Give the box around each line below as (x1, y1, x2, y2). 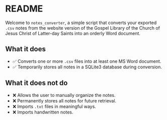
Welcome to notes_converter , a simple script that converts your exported (5, 20, 157, 26)
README (5, 3, 43, 15)
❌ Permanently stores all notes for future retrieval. (12, 97, 117, 103)
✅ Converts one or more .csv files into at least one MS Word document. (12, 58, 161, 64)
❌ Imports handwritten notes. (12, 109, 73, 115)
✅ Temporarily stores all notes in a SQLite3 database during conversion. (12, 64, 162, 70)
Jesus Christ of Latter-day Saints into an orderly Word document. (5, 30, 141, 36)
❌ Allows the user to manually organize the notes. (12, 92, 116, 98)
